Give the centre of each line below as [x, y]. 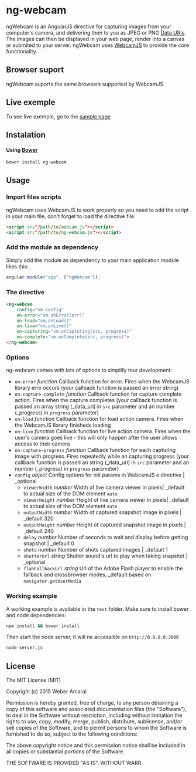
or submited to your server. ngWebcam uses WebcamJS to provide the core [98, 45]
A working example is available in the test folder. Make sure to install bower [97, 609]
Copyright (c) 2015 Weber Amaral [46, 692]
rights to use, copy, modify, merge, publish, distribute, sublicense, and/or [94, 722]
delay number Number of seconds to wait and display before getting [106, 538]
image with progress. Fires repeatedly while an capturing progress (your [102, 456]
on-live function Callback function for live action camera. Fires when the [102, 431]
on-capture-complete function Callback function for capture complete [98, 394]
